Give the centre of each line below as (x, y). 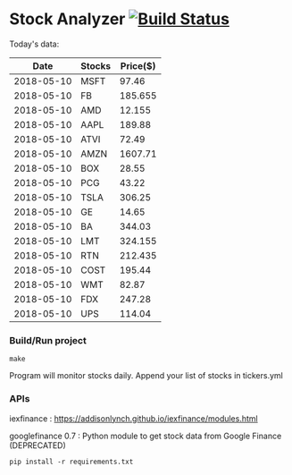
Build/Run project (48, 340)
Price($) (138, 65)
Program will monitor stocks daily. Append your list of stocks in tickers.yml (146, 376)
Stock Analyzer (67, 19)
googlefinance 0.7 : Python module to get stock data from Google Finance (146, 436)
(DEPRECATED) (38, 445)
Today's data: (34, 44)
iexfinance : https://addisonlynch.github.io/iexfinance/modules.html (133, 418)
